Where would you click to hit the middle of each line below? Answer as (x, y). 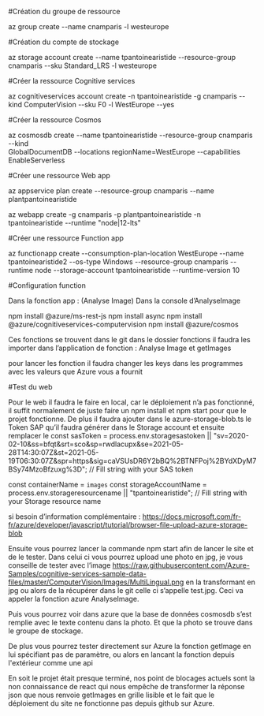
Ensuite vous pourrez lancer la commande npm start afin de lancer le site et (131, 548)
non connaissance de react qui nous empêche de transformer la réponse (126, 686)
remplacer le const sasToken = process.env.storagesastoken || (110, 436)
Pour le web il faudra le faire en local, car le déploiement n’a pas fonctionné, (131, 402)
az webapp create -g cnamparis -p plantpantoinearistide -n (105, 214)
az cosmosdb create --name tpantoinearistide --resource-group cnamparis (131, 135)
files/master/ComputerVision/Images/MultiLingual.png (96, 582)
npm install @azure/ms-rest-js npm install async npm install (105, 316)
